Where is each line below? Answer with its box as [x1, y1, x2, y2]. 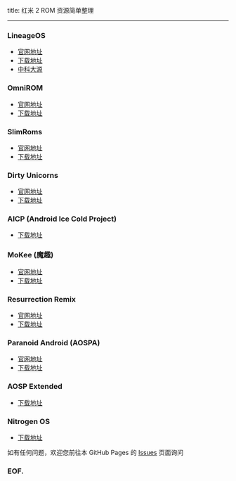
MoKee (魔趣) [7, 250, 54, 260]
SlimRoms [7, 127, 43, 136]
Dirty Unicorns [7, 170, 58, 180]
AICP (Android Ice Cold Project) [7, 214, 117, 224]
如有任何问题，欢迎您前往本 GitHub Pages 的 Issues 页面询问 [7, 448, 184, 456]
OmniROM [7, 83, 44, 93]
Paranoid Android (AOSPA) [7, 338, 100, 347]
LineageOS [7, 30, 46, 40]
